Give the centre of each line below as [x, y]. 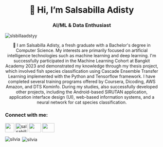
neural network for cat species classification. [82, 103]
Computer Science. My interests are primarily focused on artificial [82, 50]
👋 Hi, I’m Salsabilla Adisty [82, 10]
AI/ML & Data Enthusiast [82, 25]
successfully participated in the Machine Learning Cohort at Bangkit [82, 61]
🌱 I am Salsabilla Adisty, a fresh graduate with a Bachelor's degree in [82, 45]
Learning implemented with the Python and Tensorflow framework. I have [82, 76]
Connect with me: [27, 115]
